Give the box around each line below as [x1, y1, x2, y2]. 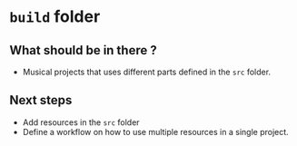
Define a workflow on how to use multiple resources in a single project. [22, 126, 289, 137]
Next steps [9, 92, 73, 108]
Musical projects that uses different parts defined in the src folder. [22, 66, 271, 77]
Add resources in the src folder [22, 116, 140, 128]
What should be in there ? [9, 43, 157, 58]
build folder [9, 6, 101, 27]
